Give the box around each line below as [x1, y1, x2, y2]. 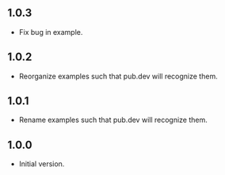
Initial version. [18, 159, 65, 169]
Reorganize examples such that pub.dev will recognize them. [18, 71, 219, 81]
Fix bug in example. [18, 27, 83, 36]
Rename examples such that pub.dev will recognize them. [18, 115, 208, 125]
